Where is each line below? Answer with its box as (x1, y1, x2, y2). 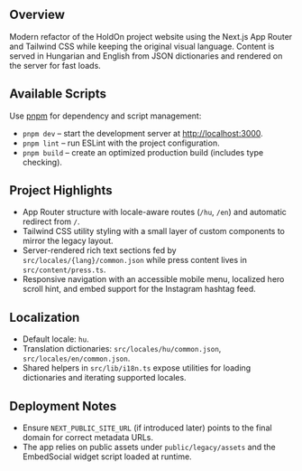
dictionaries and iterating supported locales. (22, 372, 187, 383)
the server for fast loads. (9, 60, 101, 71)
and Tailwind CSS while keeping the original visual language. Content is (9, 41, 275, 52)
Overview (9, 7, 66, 23)
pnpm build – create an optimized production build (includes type (22, 146, 264, 157)
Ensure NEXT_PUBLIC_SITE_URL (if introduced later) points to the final (22, 422, 272, 433)
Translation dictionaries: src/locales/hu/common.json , (22, 344, 222, 354)
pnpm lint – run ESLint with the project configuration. (22, 137, 220, 148)
